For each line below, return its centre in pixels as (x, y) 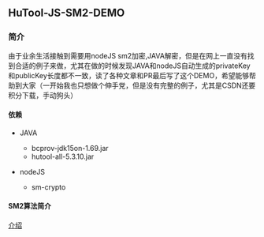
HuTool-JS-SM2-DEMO (67, 13)
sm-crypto (48, 187)
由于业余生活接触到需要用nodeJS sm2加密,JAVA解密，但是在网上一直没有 (128, 55)
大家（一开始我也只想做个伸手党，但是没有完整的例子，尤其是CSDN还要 (139, 85)
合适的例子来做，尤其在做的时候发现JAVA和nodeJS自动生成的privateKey (132, 66)
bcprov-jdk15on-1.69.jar (70, 148)
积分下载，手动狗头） (43, 95)
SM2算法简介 (30, 206)
